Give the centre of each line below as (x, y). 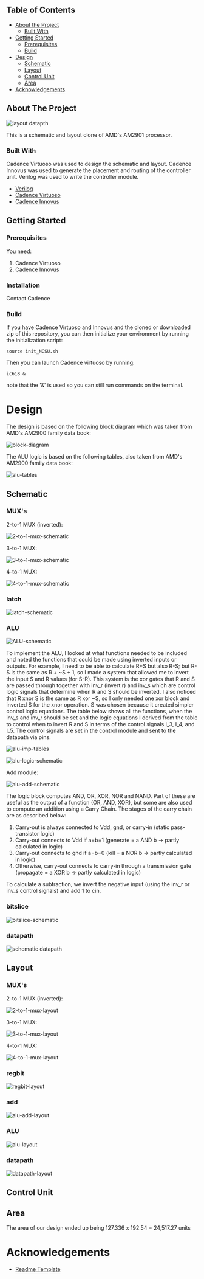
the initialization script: (35, 341)
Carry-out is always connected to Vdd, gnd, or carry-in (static (92, 827)
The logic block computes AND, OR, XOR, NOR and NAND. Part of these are (101, 796)
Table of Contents (41, 10)
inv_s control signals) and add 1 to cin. (54, 891)
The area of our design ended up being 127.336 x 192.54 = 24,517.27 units (99, 1228)
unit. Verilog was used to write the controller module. (73, 176)
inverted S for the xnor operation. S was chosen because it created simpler (100, 705)
